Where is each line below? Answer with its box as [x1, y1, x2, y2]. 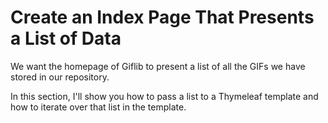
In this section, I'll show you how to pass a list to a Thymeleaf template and [10, 90, 319, 102]
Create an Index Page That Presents [10, 6, 315, 29]
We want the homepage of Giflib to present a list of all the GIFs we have [10, 60, 306, 72]
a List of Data [10, 27, 122, 50]
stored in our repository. [10, 71, 110, 83]
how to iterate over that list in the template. [10, 101, 187, 113]
